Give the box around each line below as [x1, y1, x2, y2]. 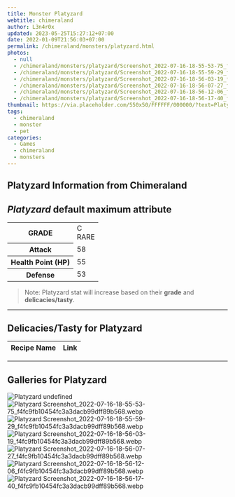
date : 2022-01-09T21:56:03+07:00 [7, 36, 105, 43]
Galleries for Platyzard [7, 374, 107, 386]
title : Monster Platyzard [7, 10, 83, 18]
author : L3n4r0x [7, 23, 55, 30]
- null [13, 56, 33, 63]
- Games [13, 141, 36, 148]
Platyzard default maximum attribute [7, 203, 172, 215]
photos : [7, 50, 30, 57]
